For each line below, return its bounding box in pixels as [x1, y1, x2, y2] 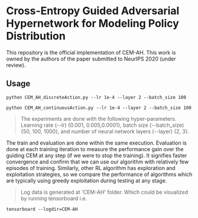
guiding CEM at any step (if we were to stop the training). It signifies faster [6, 152, 187, 159]
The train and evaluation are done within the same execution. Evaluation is [6, 139, 187, 146]
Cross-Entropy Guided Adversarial [6, 4, 180, 18]
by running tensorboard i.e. [20, 194, 87, 202]
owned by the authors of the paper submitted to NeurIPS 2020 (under [6, 55, 176, 62]
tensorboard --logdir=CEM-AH [6, 206, 78, 212]
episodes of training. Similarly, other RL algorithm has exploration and [6, 164, 176, 171]
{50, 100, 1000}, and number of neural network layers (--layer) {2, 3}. [20, 127, 190, 134]
